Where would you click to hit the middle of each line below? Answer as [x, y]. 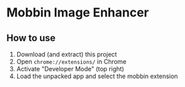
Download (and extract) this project [67, 54]
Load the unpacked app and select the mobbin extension [97, 76]
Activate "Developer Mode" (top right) [70, 69]
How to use [31, 38]
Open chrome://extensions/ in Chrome [71, 62]
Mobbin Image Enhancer [78, 13]
